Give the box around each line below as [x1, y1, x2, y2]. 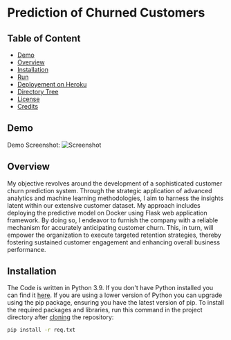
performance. [7, 245, 46, 253]
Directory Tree [17, 88, 59, 96]
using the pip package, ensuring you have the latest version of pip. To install [7, 298, 225, 307]
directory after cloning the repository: [7, 313, 114, 321]
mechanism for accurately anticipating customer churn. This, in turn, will [7, 223, 214, 231]
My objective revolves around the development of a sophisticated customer [7, 179, 223, 188]
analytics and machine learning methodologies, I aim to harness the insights [7, 194, 223, 202]
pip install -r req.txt [7, 327, 76, 334]
